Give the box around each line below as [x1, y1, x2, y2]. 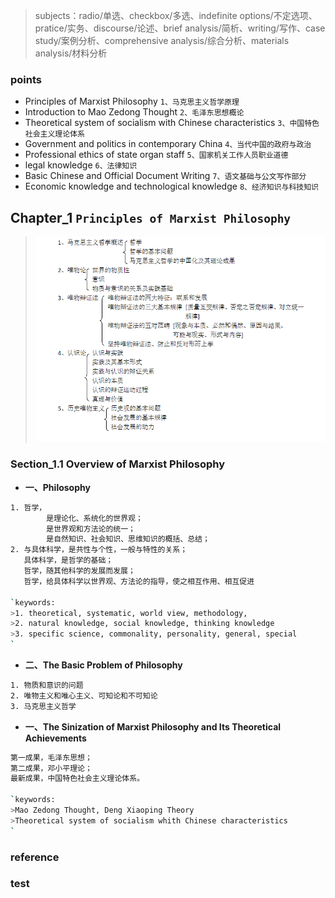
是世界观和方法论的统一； [46, 524, 136, 534]
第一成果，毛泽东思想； [10, 752, 93, 763]
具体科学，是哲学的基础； [23, 555, 114, 566]
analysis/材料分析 [34, 47, 108, 59]
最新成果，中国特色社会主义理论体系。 [10, 774, 145, 784]
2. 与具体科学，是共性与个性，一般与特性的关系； [10, 545, 188, 555]
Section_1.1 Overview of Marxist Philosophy [10, 457, 226, 471]
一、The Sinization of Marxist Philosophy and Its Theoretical [24, 720, 282, 733]
